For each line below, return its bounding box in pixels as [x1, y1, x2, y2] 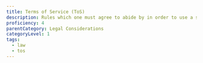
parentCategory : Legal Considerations [6, 25, 104, 32]
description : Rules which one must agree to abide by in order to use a [6, 14, 193, 20]
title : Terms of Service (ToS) [6, 8, 85, 15]
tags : [6, 37, 20, 43]
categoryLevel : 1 [6, 31, 50, 37]
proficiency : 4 [6, 20, 45, 26]
